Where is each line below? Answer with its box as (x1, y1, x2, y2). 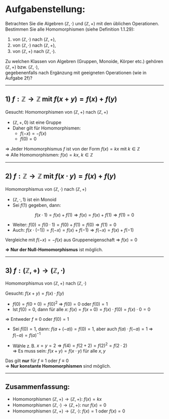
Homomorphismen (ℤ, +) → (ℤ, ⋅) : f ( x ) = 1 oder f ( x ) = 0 (12, 408, 126, 414)
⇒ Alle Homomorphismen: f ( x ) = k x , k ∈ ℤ (5, 152, 93, 158)
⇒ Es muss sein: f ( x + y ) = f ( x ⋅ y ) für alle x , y (12, 348, 106, 354)
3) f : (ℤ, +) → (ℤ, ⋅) (5, 266, 65, 275)
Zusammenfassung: (5, 382, 70, 391)
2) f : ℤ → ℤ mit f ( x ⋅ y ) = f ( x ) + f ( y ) (5, 172, 117, 181)
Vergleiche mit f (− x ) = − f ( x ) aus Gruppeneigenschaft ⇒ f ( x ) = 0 (5, 237, 137, 243)
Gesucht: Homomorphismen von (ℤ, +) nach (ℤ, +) (5, 109, 108, 115)
